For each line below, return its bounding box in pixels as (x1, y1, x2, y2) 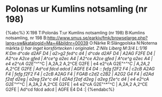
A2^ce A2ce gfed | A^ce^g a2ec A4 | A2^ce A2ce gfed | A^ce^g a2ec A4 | (5, 55, 153, 61)
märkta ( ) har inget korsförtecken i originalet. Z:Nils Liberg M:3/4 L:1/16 (5, 45, 147, 51)
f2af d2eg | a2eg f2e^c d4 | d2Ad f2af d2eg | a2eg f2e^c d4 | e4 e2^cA (5, 76, 149, 82)
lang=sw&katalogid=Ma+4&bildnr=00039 (5, 40, 89, 46)
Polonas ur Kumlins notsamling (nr (5, 3, 147, 15)
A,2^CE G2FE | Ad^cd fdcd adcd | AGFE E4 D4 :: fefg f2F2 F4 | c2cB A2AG (5, 65, 155, 71)
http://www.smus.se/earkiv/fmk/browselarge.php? (47, 35, 148, 41)
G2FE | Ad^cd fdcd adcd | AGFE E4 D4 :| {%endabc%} (5, 86, 115, 92)
